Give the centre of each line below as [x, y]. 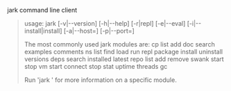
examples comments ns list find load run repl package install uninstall [123, 52]
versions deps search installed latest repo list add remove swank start [124, 59]
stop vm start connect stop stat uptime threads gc [96, 66]
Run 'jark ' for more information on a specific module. [100, 80]
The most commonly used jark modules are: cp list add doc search [119, 44]
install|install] [43, 31]
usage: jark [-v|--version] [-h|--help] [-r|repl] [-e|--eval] [105, 23]
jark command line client [42, 10]
